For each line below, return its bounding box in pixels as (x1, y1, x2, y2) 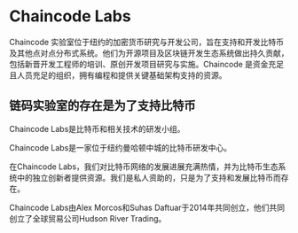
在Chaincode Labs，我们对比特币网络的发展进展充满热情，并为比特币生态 (9, 161, 278, 172)
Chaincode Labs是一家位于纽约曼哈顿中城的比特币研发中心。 (9, 142, 232, 152)
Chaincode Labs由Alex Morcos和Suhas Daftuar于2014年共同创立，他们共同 (9, 202, 286, 213)
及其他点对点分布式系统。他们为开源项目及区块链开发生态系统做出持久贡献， (9, 47, 289, 58)
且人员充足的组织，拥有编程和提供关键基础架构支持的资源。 (9, 69, 227, 81)
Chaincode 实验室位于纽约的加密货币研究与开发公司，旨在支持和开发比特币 (9, 36, 285, 47)
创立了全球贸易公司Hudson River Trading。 (9, 213, 167, 223)
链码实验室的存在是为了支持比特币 (9, 98, 196, 113)
